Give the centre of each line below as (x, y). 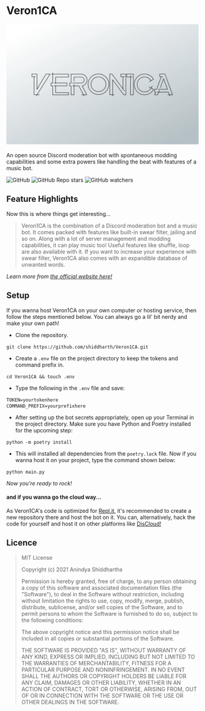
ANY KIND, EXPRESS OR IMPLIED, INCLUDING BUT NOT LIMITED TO (108, 657)
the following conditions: (52, 620)
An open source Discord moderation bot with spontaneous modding (92, 155)
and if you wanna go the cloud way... (54, 497)
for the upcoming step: (44, 430)
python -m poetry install (39, 442)
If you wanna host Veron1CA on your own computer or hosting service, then (102, 310)
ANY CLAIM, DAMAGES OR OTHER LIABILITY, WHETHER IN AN (101, 682)
